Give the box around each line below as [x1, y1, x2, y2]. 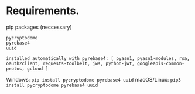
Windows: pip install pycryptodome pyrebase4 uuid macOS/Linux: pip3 [6, 76, 182, 83]
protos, [6, 66, 25, 72]
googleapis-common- [136, 61, 184, 66]
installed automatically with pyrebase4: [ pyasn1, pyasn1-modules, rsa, [6, 55, 190, 61]
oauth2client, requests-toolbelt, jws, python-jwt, [6, 61, 135, 66]
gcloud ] [27, 66, 49, 72]
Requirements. [6, 4, 80, 18]
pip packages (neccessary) [6, 23, 72, 31]
